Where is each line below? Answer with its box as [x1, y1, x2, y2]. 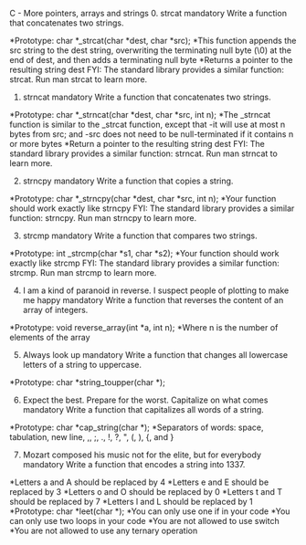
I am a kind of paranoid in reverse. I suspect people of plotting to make [22, 285, 290, 296]
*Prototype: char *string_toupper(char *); [9, 377, 166, 387]
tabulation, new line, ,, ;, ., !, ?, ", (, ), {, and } [9, 432, 174, 442]
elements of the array [9, 332, 90, 342]
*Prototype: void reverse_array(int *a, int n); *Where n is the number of [9, 322, 279, 332]
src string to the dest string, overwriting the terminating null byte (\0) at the [9, 45, 292, 56]
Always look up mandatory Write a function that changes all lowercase [22, 350, 289, 360]
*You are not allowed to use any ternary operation [9, 525, 198, 536]
